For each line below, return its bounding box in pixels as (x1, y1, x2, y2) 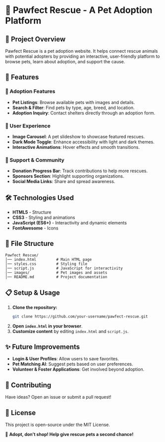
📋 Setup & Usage (5, 289, 60, 297)
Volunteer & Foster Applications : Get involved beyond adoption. (12, 366, 145, 372)
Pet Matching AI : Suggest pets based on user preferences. (12, 361, 133, 367)
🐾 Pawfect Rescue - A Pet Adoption (5, 4, 153, 16)
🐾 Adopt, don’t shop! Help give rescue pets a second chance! (5, 432, 134, 438)
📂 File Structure (5, 239, 54, 248)
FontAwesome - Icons (12, 225, 58, 231)
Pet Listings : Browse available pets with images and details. (12, 99, 135, 105)
